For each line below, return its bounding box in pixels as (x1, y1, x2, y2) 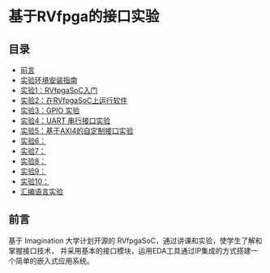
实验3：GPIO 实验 (19, 106, 80, 115)
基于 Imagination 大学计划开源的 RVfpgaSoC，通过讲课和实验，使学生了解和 (8, 236, 263, 245)
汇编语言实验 (19, 187, 63, 196)
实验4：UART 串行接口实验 (19, 116, 111, 126)
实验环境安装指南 (19, 75, 78, 85)
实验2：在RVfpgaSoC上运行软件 (19, 96, 128, 105)
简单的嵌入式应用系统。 (15, 256, 94, 266)
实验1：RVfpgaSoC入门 (19, 86, 98, 95)
